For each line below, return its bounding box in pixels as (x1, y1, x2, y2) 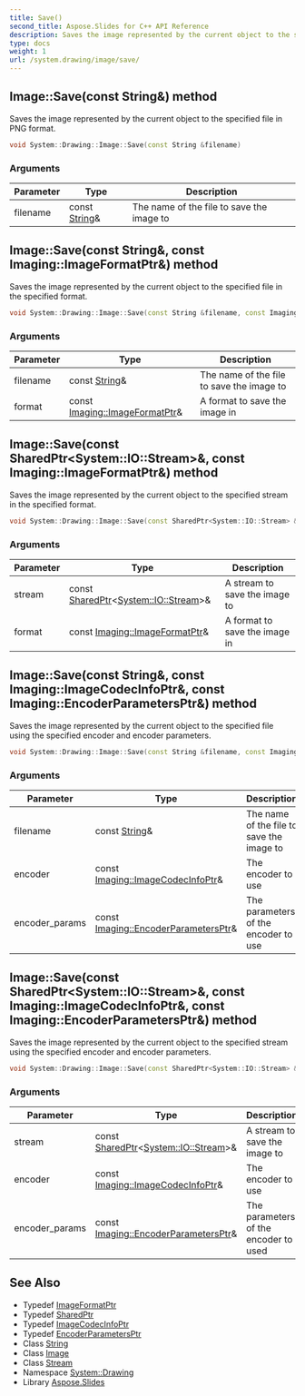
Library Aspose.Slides (22, 1376, 105, 1387)
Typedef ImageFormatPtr (22, 1299, 117, 1310)
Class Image (22, 1347, 70, 1358)
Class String (22, 1338, 69, 1349)
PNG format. (9, 123, 56, 133)
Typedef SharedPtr (22, 1309, 94, 1320)
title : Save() (9, 13, 64, 23)
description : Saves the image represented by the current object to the (9, 30, 290, 39)
